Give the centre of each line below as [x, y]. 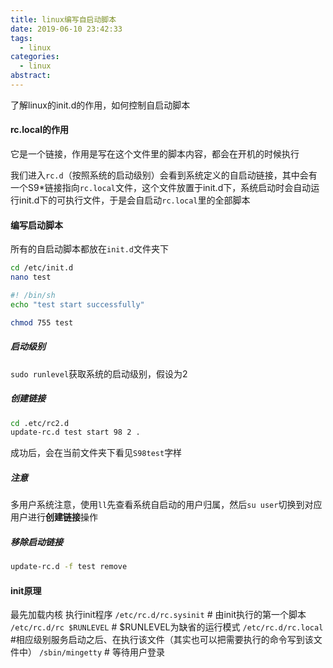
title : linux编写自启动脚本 [63, 19]
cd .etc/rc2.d [40, 423]
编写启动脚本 [36, 225]
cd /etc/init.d [42, 268]
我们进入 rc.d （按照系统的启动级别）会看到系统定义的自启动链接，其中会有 [164, 175]
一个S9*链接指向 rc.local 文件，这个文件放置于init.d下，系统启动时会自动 [161, 188]
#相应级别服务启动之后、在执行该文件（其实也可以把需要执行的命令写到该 [162, 640]
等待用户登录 [138, 652]
